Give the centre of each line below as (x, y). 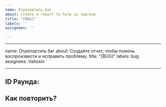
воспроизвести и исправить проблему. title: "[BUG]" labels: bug (72, 56)
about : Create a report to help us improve (51, 14)
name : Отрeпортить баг (28, 10)
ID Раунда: (22, 82)
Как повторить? (31, 98)
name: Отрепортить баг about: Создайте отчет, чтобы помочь (70, 51)
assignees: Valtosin (25, 62)
